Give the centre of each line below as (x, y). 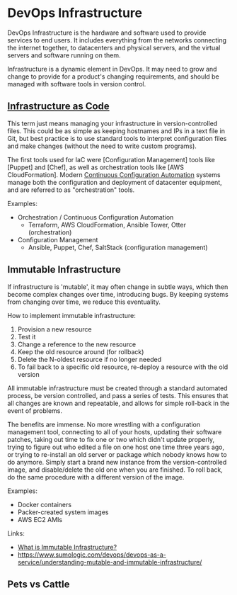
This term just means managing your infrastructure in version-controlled (112, 123)
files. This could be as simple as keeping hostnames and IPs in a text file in (116, 131)
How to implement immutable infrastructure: (72, 315)
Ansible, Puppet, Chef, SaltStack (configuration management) (118, 247)
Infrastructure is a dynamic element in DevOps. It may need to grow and (112, 69)
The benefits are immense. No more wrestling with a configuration (104, 424)
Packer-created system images (63, 512)
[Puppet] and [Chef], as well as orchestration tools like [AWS (96, 167)
